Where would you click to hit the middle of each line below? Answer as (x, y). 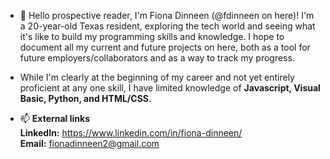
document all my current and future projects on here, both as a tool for (165, 47)
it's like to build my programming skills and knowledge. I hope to (152, 36)
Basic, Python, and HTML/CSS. (85, 98)
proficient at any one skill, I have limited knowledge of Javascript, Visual (170, 88)
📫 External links (54, 118)
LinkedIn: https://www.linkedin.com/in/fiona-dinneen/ (131, 133)
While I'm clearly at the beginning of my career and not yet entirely (157, 77)
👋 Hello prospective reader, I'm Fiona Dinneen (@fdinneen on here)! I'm (167, 15)
